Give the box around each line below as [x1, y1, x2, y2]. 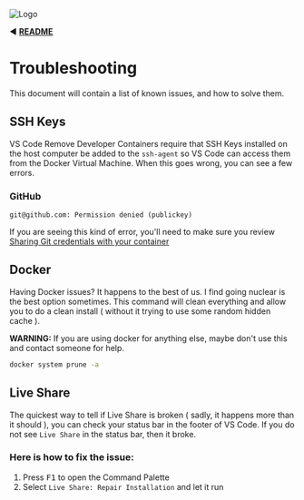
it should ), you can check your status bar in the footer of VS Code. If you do [9, 418, 295, 430]
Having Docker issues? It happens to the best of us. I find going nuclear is [9, 286, 286, 297]
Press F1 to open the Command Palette [22, 472, 170, 483]
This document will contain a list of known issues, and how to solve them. [9, 87, 285, 99]
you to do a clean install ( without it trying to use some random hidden [9, 305, 271, 317]
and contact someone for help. [9, 342, 125, 353]
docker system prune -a [9, 359, 100, 369]
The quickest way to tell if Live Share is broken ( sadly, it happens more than [9, 409, 295, 420]
